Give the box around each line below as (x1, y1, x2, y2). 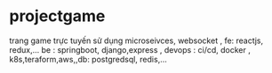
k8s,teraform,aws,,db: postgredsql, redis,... (9, 54, 167, 64)
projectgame (9, 6, 106, 26)
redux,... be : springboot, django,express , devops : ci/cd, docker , (9, 44, 252, 55)
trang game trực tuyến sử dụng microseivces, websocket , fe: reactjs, (9, 35, 264, 46)
